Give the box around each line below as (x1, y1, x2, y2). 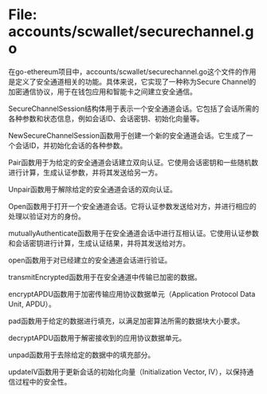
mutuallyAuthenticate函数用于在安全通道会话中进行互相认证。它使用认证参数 (8, 228, 259, 238)
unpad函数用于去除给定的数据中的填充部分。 (8, 349, 155, 360)
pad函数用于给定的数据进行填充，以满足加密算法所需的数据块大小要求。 (8, 316, 245, 325)
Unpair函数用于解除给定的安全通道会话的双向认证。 (8, 184, 177, 194)
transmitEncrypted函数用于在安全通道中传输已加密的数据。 (8, 272, 202, 282)
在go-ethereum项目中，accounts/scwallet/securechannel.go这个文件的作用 (8, 66, 257, 77)
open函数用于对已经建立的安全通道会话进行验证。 (8, 255, 172, 265)
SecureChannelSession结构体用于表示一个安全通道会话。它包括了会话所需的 (8, 104, 260, 113)
